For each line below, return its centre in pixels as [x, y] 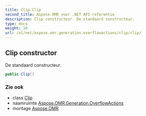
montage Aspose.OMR [35, 108]
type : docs [16, 24]
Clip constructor [31, 53]
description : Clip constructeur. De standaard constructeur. [70, 19]
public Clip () [20, 74]
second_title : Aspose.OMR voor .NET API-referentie [60, 14]
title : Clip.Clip [23, 10]
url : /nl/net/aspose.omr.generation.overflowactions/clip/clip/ [73, 33]
